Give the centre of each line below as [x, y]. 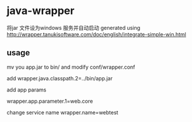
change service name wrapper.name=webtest [62, 112]
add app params [27, 90]
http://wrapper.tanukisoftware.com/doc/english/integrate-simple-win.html [96, 34]
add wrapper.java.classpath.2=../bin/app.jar [60, 78]
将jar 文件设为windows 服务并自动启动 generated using [74, 28]
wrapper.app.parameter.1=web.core [50, 101]
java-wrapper [41, 11]
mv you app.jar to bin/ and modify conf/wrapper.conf [71, 67]
